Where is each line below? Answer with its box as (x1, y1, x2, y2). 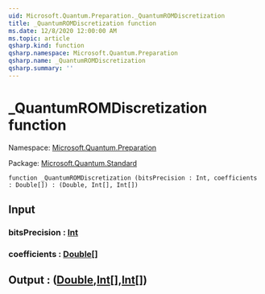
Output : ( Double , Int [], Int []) (8, 273, 147, 287)
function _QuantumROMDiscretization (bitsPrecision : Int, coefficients (8, 174, 258, 182)
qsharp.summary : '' (8, 64, 74, 72)
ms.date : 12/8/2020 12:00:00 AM (8, 27, 117, 35)
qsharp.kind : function (8, 42, 85, 50)
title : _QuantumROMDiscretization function (8, 19, 157, 27)
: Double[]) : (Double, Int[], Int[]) (8, 180, 139, 189)
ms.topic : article (8, 34, 70, 43)
